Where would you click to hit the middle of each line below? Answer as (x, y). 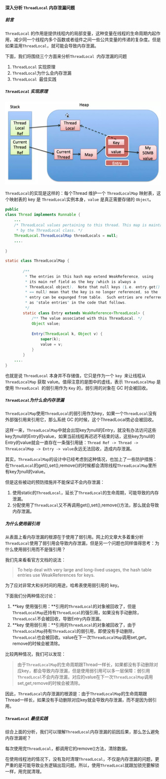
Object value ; (46, 324)
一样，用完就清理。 (25, 772)
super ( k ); (50, 339)
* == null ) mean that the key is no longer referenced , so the (91, 292)
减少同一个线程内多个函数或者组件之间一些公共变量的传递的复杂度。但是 (87, 39)
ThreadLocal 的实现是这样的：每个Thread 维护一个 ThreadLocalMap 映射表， (81, 193)
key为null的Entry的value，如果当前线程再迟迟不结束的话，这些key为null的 (80, 437)
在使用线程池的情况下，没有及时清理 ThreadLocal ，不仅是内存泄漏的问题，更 (82, 759)
